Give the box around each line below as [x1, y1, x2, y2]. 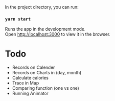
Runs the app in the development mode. [5, 26, 86, 32]
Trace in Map [12, 80, 39, 86]
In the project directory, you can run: [5, 4, 79, 10]
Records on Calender [12, 64, 55, 70]
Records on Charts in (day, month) [12, 70, 82, 76]
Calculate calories [12, 75, 49, 81]
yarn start [5, 16, 31, 21]
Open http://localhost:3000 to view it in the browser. [5, 31, 111, 37]
